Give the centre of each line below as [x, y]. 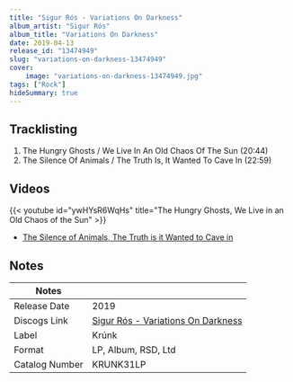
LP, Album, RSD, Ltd [134, 350]
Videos [30, 188]
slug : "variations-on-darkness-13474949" [88, 59]
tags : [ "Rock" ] [38, 84]
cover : [22, 68]
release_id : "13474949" [54, 51]
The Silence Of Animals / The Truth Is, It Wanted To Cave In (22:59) [147, 160]
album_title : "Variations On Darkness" [84, 34]
